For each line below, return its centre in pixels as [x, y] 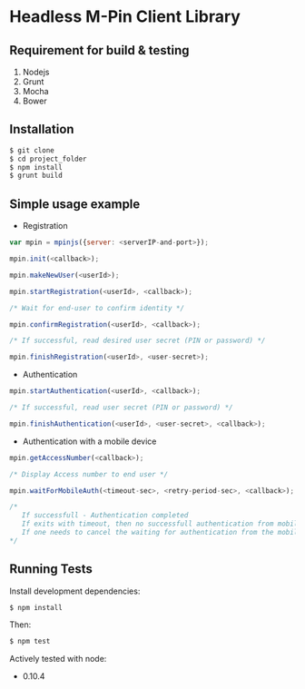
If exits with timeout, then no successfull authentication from [148, 524]
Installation [42, 129]
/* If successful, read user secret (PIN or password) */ [121, 408]
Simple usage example [75, 204]
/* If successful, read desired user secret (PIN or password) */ [138, 341]
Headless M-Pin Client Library [125, 17]
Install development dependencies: [75, 591]
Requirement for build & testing [99, 50]
